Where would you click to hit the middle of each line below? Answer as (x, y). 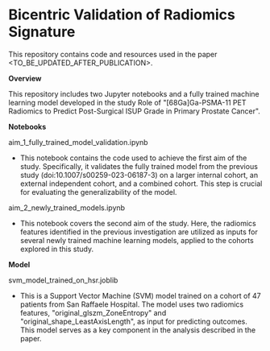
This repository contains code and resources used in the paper (113, 54)
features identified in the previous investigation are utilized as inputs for (139, 232)
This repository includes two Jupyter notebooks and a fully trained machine (134, 93)
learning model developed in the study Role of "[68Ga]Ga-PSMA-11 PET (127, 102)
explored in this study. (57, 249)
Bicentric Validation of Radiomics (122, 15)
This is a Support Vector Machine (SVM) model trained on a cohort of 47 (141, 295)
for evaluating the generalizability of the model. (98, 192)
